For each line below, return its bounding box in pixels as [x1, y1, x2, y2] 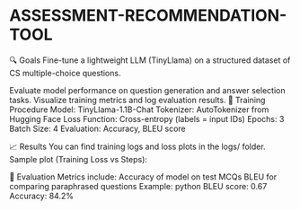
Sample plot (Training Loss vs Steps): [9, 153, 148, 164]
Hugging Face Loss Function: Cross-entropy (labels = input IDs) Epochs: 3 [9, 113, 285, 124]
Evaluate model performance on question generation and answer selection [9, 84, 286, 95]
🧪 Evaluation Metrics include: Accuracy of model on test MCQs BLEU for [9, 171, 277, 182]
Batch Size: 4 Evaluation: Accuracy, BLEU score [9, 123, 186, 134]
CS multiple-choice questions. [9, 67, 121, 78]
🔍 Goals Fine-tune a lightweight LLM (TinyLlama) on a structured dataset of [9, 55, 291, 66]
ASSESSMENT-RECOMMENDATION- [9, 5, 287, 26]
